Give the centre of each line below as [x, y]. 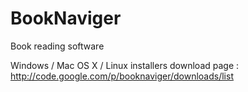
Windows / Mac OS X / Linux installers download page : [125, 65]
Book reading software [57, 46]
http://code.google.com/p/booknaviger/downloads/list [122, 76]
